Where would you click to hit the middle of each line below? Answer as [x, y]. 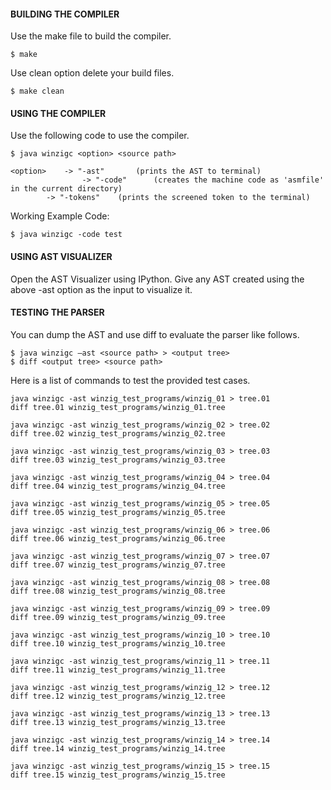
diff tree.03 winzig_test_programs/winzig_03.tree [118, 460]
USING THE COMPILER [58, 113]
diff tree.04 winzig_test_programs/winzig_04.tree [118, 486]
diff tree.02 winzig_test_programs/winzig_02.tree [118, 433]
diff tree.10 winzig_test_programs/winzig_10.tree [118, 643]
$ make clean [37, 91]
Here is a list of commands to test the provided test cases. [130, 380]
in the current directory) [66, 189]
